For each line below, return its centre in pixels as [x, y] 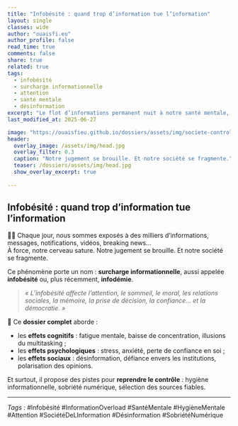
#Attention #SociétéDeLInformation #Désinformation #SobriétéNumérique [115, 415]
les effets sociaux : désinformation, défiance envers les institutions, [117, 359]
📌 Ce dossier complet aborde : [52, 322]
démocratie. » [45, 308]
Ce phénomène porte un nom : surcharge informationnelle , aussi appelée [116, 272]
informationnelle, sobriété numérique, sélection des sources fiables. [107, 387]
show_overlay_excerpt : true [55, 172]
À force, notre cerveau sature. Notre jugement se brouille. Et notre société [115, 251]
